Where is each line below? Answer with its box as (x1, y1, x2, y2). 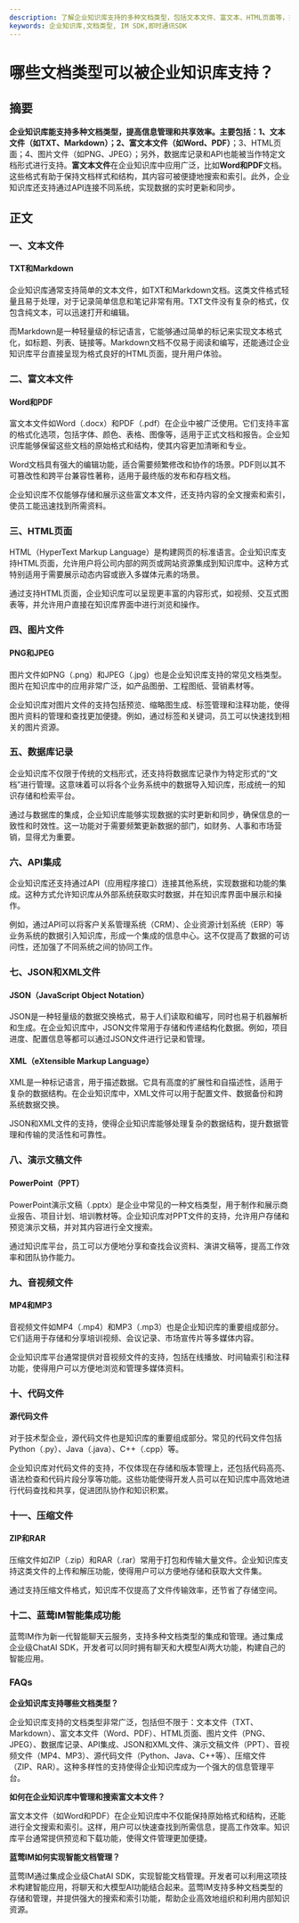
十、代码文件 (9, 1387, 65, 1399)
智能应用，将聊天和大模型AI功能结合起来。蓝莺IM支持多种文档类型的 (32, 1881, 283, 1892)
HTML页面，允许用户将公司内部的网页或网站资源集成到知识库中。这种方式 (16, 558, 289, 569)
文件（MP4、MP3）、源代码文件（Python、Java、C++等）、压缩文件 (16, 1750, 267, 1761)
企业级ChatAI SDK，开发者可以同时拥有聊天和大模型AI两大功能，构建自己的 (9, 1642, 287, 1653)
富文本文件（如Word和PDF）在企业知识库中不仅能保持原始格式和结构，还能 (9, 1810, 287, 1820)
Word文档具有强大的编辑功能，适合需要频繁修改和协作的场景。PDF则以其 (9, 459, 279, 470)
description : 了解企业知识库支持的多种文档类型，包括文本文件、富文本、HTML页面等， (9, 12, 289, 22)
